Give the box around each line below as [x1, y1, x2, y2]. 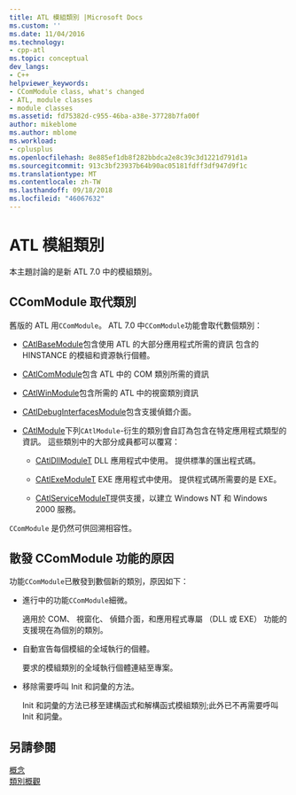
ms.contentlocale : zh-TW [9, 178, 101, 187]
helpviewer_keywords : [9, 79, 90, 88]
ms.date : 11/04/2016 [9, 29, 86, 38]
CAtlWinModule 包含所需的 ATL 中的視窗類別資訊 [21, 387, 199, 398]
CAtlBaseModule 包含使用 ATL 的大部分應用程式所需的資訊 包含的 [21, 339, 260, 349]
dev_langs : [9, 63, 50, 72]
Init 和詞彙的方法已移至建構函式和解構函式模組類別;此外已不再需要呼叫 [21, 700, 279, 711]
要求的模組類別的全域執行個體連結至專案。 [21, 662, 178, 674]
